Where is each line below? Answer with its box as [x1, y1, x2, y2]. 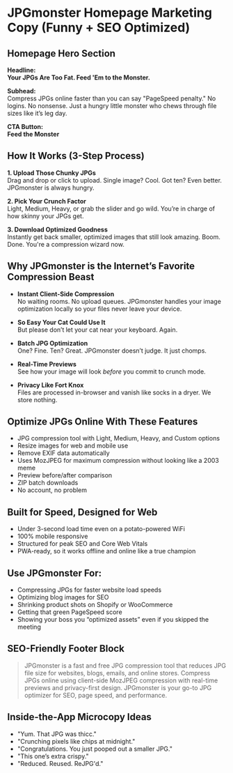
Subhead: [7, 87, 36, 95]
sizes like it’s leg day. [7, 109, 67, 117]
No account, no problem [17, 486, 88, 494]
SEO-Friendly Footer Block [7, 643, 125, 655]
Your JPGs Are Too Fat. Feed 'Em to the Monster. [7, 73, 151, 82]
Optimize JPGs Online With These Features [7, 416, 198, 428]
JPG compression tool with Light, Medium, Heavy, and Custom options [17, 434, 220, 443]
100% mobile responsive [17, 532, 88, 541]
